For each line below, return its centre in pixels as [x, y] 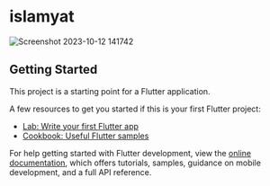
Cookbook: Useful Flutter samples [85, 136]
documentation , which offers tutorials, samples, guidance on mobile [135, 163]
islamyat [42, 17]
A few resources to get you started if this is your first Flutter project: [135, 109]
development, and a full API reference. [81, 172]
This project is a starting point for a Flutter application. [110, 91]
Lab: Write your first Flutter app [81, 126]
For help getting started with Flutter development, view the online [130, 153]
